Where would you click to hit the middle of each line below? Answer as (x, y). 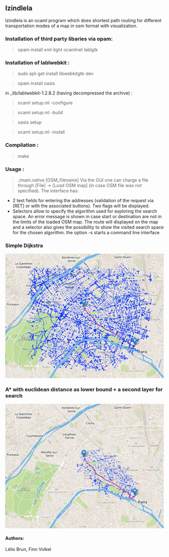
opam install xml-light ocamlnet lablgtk (58, 50)
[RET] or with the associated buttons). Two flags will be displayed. (81, 206)
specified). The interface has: (48, 191)
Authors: (15, 538)
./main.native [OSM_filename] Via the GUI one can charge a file (83, 180)
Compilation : (22, 145)
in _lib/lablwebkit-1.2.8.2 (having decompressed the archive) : (69, 93)
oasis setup (29, 122)
